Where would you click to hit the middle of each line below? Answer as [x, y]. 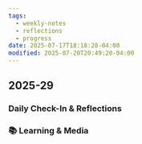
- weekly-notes [41, 23]
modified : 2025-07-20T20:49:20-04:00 [71, 53]
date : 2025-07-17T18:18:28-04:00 [64, 46]
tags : [17, 16]
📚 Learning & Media [49, 131]
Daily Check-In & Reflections [65, 109]
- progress [34, 38]
